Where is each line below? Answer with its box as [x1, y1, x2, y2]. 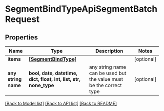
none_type [28, 82, 55, 89]
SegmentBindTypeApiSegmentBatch [5, 3, 158, 15]
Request [5, 14, 40, 25]
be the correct [89, 82, 122, 89]
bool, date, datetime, [28, 70, 78, 76]
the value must [89, 76, 123, 82]
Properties [5, 33, 38, 41]
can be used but [89, 70, 127, 76]
